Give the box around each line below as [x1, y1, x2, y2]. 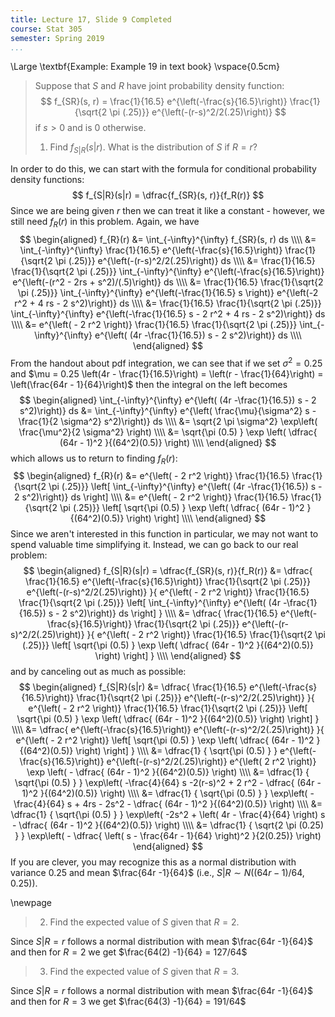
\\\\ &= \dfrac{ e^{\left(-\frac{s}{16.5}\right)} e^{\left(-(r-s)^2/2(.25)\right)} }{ [11, 724, 325, 736]
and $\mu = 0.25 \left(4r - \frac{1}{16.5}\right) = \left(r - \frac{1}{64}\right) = [10, 367, 324, 380]
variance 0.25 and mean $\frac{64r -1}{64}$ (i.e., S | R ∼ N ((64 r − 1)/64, [10, 867, 305, 879]
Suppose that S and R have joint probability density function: [34, 80, 285, 92]
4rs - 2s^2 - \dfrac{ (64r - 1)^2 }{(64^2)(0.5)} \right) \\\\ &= [82, 798, 323, 810]
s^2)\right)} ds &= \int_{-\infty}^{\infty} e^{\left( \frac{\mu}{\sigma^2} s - [19, 404, 317, 416]
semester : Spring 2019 [10, 33, 105, 43]
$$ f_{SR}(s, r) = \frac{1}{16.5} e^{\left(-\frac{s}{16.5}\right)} [40, 96, 288, 108]
